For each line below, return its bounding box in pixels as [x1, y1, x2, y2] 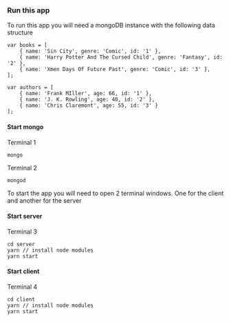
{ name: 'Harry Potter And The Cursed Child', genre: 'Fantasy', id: [19, 54, 223, 61]
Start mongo [7, 123, 44, 131]
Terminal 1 [7, 138, 36, 146]
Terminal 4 [7, 282, 38, 291]
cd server [7, 241, 36, 248]
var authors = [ [7, 84, 54, 91]
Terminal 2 [7, 163, 38, 172]
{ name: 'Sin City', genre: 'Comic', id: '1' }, [19, 48, 162, 55]
